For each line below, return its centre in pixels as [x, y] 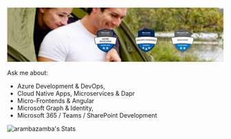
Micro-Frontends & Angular [56, 100]
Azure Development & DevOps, [61, 86]
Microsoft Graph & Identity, [55, 108]
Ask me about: [27, 72]
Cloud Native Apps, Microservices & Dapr [76, 93]
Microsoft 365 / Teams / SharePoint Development [87, 115]
